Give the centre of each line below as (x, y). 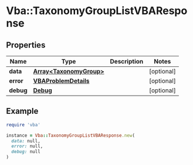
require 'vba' (23, 124)
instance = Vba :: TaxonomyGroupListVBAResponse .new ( (70, 135)
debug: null (26, 152)
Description (127, 61)
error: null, (27, 146)
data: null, (26, 141)
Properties (26, 45)
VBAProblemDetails (61, 81)
